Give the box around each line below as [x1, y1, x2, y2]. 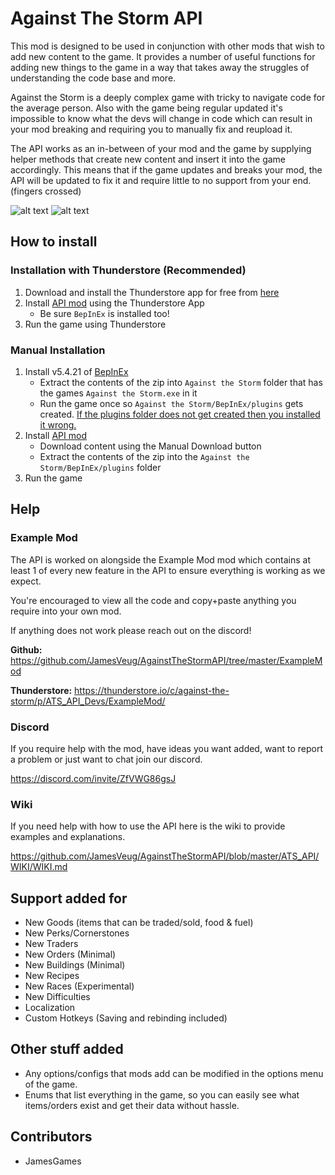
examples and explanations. [10, 831, 126, 843]
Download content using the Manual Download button [39, 440, 262, 452]
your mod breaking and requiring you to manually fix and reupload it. [10, 123, 293, 135]
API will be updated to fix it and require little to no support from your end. [10, 174, 312, 186]
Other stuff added [10, 1041, 124, 1058]
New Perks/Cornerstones [24, 927, 130, 939]
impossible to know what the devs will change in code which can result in [10, 112, 313, 124]
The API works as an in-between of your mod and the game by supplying [10, 142, 312, 154]
